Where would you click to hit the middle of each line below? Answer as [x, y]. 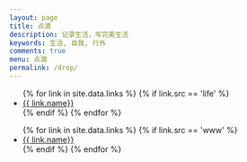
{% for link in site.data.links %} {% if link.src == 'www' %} [130, 130]
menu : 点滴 [28, 59]
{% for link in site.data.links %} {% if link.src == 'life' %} [126, 93]
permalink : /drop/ [44, 68]
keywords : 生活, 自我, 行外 [57, 43]
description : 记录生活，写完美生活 [69, 34]
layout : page [34, 18]
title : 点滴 [30, 26]
